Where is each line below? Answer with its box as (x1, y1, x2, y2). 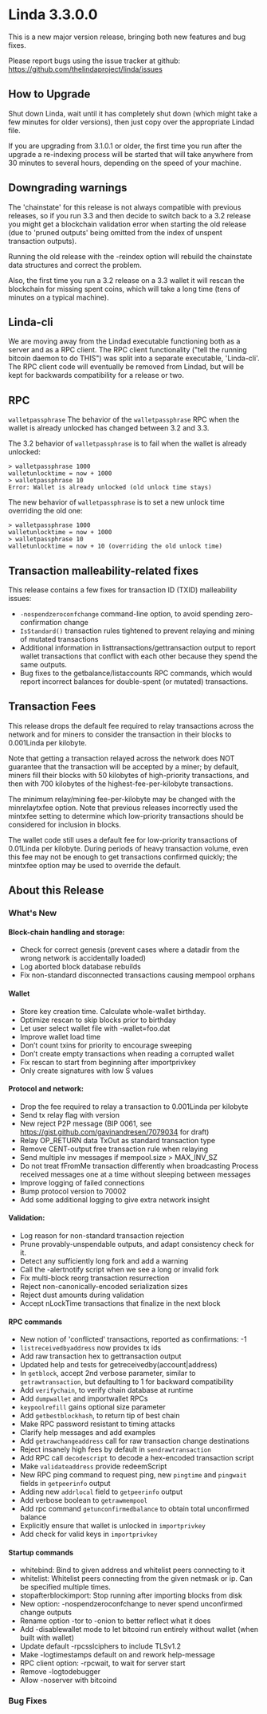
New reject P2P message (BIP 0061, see (19, 1118, 152, 1128)
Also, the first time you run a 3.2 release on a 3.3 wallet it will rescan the (8, 275, 245, 285)
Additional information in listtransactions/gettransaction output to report (19, 643, 257, 652)
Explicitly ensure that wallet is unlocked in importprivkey (19, 1521, 206, 1531)
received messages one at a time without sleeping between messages (19, 1170, 251, 1179)
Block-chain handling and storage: (8, 927, 125, 937)
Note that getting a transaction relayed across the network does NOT (8, 753, 235, 763)
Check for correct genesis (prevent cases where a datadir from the (19, 945, 241, 954)
